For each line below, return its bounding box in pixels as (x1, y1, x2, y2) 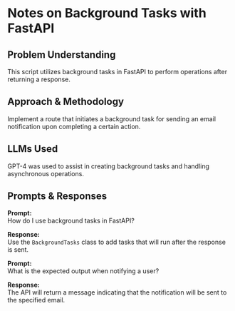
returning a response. (7, 75, 71, 83)
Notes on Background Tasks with (7, 5, 207, 21)
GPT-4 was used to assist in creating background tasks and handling (7, 162, 210, 170)
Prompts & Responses (7, 190, 108, 203)
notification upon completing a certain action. (7, 122, 141, 131)
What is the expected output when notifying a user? (7, 267, 160, 275)
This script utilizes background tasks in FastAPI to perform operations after (7, 68, 228, 76)
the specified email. (7, 296, 66, 305)
